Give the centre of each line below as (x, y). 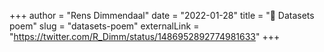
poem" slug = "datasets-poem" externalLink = (104, 26)
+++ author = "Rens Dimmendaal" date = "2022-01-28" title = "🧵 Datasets (162, 15)
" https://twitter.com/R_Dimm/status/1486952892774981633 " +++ (145, 36)
